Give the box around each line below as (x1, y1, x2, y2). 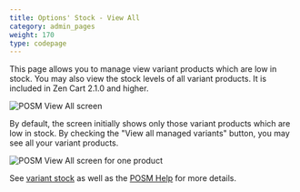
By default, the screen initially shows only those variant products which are (9, 118, 291, 129)
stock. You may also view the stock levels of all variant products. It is (9, 74, 266, 85)
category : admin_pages (9, 22, 95, 31)
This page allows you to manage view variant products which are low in (9, 64, 277, 75)
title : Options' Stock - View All (9, 13, 141, 23)
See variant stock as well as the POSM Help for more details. (9, 173, 236, 184)
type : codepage (9, 38, 67, 48)
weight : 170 (9, 30, 55, 39)
